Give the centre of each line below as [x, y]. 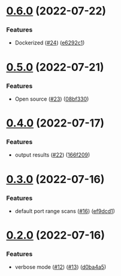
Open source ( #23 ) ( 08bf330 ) [52, 99]
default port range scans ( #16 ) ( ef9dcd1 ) [65, 211]
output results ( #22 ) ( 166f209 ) [52, 155]
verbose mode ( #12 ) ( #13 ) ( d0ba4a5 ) [60, 267]
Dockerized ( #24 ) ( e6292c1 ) [50, 43]
